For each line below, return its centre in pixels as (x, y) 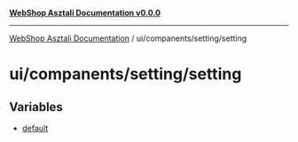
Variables (36, 107)
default (35, 128)
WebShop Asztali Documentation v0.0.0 (85, 13)
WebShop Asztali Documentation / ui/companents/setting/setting (128, 38)
